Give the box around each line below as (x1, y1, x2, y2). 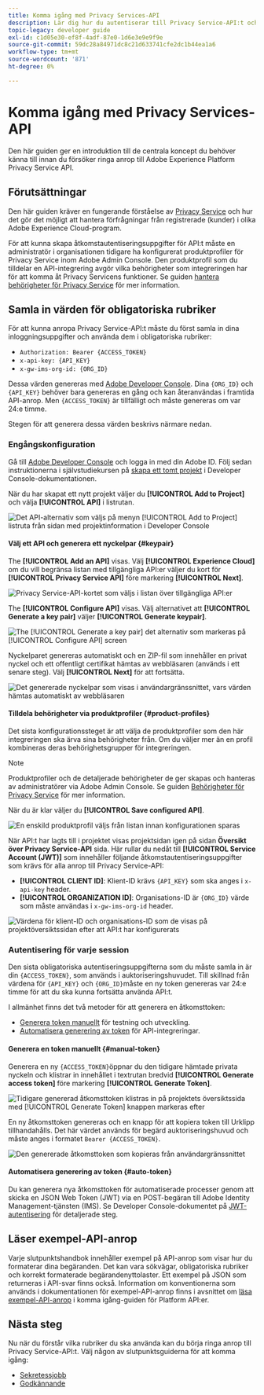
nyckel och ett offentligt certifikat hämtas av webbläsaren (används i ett (8, 659, 240, 668)
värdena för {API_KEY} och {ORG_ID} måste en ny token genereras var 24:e (8, 979, 247, 989)
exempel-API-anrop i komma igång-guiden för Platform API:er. (8, 1294, 210, 1305)
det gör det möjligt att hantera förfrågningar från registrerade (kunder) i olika (8, 215, 256, 224)
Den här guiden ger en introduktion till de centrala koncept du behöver (8, 146, 236, 156)
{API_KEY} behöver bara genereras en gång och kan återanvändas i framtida (8, 387, 255, 397)
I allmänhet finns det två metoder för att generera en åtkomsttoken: (8, 1003, 225, 1012)
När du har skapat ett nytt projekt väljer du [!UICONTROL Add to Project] (8, 489, 245, 498)
